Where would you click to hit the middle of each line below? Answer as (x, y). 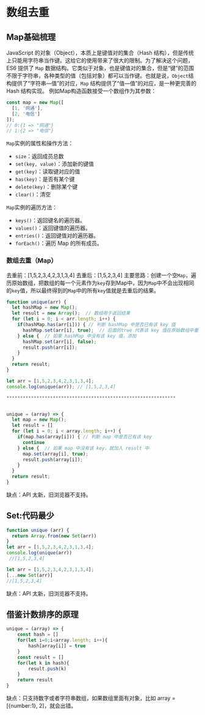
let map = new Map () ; (39, 420)
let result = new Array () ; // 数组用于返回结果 (71, 313)
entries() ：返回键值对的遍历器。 (57, 236)
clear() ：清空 (33, 194)
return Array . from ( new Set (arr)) (54, 536)
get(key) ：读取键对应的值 (48, 172)
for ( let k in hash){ (43, 663)
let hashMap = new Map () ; (45, 308)
